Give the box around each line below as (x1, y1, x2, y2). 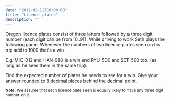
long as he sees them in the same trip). (5, 62, 88, 69)
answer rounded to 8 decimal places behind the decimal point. (5, 78, 137, 84)
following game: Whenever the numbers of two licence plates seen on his (5, 42, 160, 48)
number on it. (5, 92, 30, 98)
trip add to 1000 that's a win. (5, 47, 66, 54)
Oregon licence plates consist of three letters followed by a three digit (5, 31, 153, 37)
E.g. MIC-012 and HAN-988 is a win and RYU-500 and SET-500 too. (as (5, 57, 157, 63)
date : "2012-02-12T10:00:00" (5, 7, 68, 13)
